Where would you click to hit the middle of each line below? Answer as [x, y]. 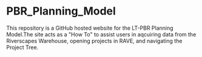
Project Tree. [22, 47]
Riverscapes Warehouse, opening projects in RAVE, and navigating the [94, 41]
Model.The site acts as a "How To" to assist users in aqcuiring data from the [101, 34]
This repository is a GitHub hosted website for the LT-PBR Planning [90, 28]
